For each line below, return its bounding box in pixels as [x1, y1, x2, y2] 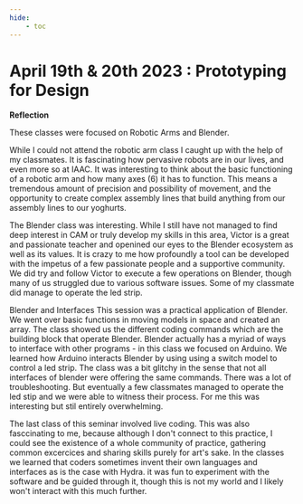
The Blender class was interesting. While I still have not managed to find [9, 220, 278, 231]
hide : [9, 13, 30, 23]
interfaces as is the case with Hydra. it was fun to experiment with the [9, 467, 270, 478]
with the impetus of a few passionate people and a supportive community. [9, 259, 286, 270]
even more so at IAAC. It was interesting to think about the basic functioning [9, 164, 293, 175]
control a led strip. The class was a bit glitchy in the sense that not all [9, 363, 267, 374]
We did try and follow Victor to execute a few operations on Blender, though [9, 268, 292, 279]
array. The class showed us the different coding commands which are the [9, 324, 284, 335]
